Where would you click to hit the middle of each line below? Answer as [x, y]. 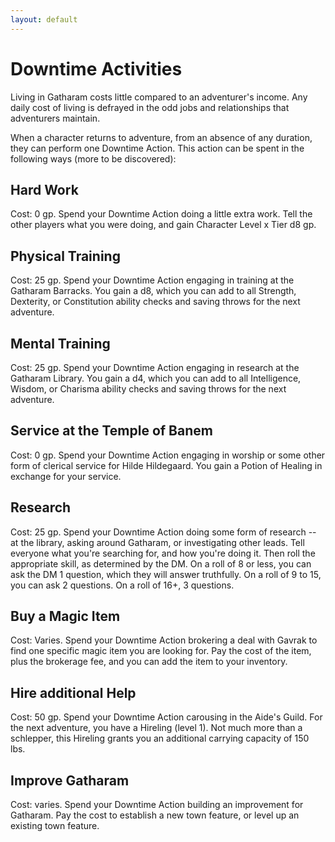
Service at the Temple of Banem [111, 431]
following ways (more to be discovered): [93, 158]
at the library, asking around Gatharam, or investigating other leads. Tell [157, 542]
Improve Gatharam [70, 780]
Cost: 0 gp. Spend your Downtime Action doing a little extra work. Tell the [161, 214]
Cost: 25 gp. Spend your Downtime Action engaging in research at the [155, 367]
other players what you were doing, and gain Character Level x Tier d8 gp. [163, 225]
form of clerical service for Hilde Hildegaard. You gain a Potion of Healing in [166, 465]
